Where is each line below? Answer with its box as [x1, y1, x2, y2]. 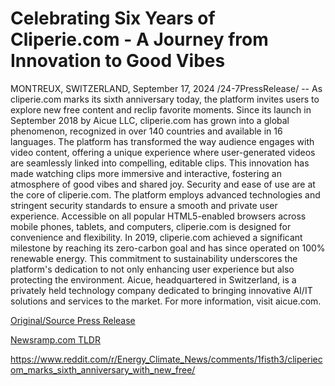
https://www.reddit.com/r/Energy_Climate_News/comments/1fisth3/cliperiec [10, 353, 323, 365]
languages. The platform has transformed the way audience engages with [10, 135, 315, 147]
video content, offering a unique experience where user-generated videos [10, 146, 316, 158]
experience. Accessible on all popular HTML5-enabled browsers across [10, 210, 307, 222]
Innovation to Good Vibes [10, 50, 226, 72]
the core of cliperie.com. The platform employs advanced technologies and [10, 188, 321, 201]
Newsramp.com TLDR [10, 333, 101, 346]
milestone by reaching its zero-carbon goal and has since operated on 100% [10, 242, 326, 254]
